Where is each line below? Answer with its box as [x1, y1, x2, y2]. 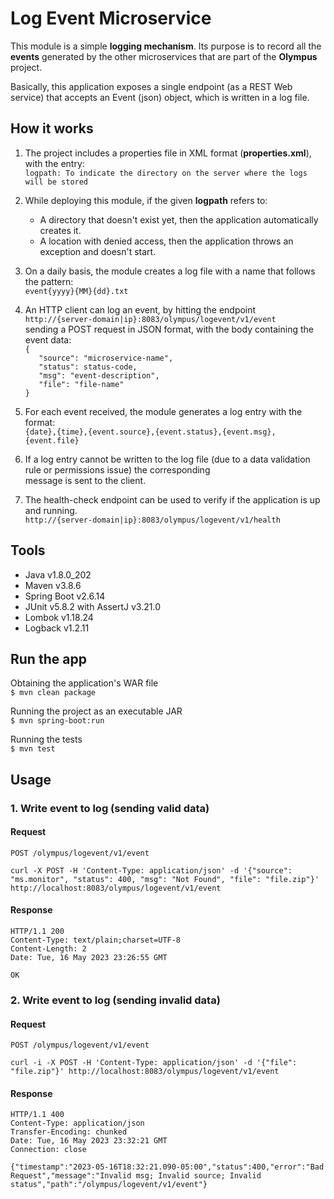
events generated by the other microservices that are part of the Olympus [10, 50, 318, 62]
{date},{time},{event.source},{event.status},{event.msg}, [24, 427, 277, 437]
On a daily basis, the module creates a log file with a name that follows [24, 265, 316, 277]
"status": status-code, [38, 362, 138, 372]
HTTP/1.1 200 [10, 927, 65, 937]
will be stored [24, 177, 89, 187]
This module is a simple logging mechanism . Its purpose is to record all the [10, 40, 322, 52]
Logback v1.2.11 [24, 622, 90, 634]
